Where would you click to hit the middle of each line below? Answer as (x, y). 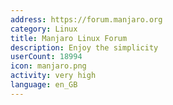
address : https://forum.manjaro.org (86, 19)
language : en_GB (44, 85)
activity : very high (53, 76)
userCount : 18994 (46, 57)
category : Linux (44, 29)
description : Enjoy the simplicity (84, 47)
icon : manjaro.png (48, 66)
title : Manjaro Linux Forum (69, 38)
